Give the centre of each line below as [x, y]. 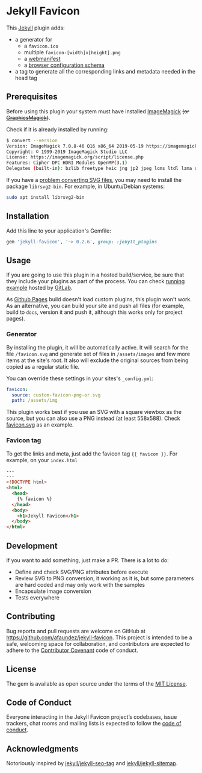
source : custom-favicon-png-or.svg [56, 395]
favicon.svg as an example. [40, 425]
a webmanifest [42, 58]
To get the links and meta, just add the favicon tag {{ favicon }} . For [92, 454]
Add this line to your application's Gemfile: [59, 231]
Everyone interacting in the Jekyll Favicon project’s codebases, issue [92, 717]
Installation [28, 216]
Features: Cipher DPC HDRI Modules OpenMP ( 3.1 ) [67, 163]
